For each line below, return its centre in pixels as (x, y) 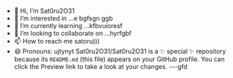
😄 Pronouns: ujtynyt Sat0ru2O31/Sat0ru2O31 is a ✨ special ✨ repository (120, 51)
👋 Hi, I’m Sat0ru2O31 (44, 11)
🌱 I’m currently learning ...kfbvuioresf (68, 26)
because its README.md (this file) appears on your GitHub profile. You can (119, 59)
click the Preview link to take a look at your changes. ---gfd (101, 66)
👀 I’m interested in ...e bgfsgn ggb (63, 18)
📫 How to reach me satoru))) (57, 41)
